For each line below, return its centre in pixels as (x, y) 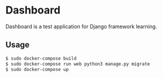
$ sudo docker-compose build (41, 58)
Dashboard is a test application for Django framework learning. (81, 26)
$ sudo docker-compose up (37, 69)
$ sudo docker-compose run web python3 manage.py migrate (78, 64)
